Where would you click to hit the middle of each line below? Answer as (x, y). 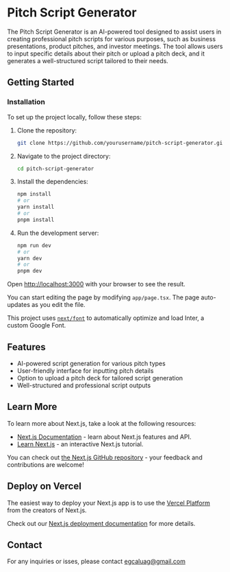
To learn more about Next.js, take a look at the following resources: (102, 423)
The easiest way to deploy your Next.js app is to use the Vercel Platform (109, 503)
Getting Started (41, 83)
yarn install (36, 207)
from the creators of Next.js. (47, 510)
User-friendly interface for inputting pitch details (85, 370)
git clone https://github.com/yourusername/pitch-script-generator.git (121, 143)
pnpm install (36, 220)
